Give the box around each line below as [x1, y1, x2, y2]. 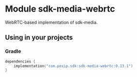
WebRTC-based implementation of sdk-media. [5, 19, 98, 25]
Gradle [5, 48, 21, 55]
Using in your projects [5, 33, 73, 42]
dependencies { [5, 59, 36, 64]
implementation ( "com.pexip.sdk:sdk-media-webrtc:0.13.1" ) [14, 63, 133, 68]
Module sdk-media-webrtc [5, 3, 115, 15]
